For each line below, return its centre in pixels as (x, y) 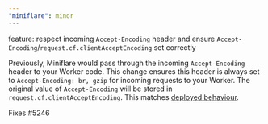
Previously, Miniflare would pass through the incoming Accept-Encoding (127, 63)
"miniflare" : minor (41, 16)
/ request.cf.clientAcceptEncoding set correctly (117, 47)
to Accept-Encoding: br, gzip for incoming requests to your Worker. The (129, 80)
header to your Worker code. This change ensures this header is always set (134, 71)
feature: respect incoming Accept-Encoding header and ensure (112, 39)
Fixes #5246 (29, 113)
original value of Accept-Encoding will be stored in (90, 89)
